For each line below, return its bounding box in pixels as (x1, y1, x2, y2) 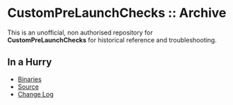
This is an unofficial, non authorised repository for (7, 28, 154, 37)
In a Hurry (7, 56, 52, 68)
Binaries (17, 75, 42, 83)
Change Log (17, 89, 55, 98)
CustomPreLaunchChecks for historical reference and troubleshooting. (7, 35, 217, 44)
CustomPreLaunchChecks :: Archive (7, 5, 227, 21)
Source (17, 82, 39, 91)
